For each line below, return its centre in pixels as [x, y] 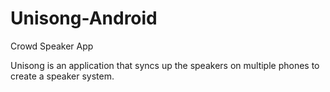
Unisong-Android [84, 18]
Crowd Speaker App [52, 46]
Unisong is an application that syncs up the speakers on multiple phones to [165, 65]
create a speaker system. [62, 76]
